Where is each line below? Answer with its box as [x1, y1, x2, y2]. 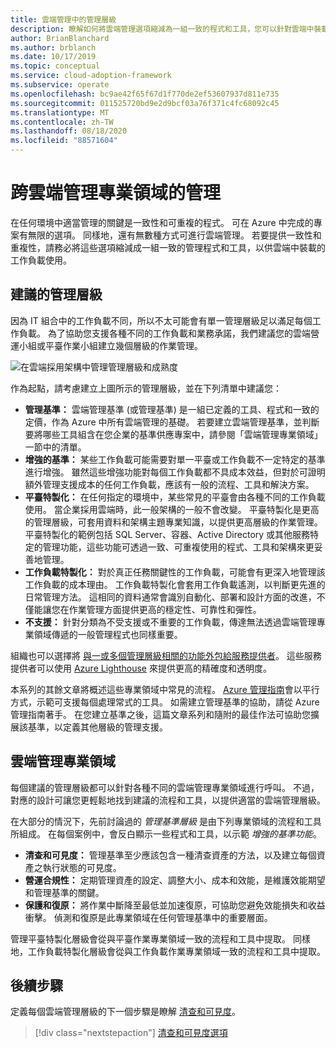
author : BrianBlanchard [10, 33, 110, 43]
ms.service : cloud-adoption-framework [10, 71, 172, 81]
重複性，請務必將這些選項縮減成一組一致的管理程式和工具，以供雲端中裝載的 [10, 241, 326, 253]
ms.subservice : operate [10, 80, 110, 90]
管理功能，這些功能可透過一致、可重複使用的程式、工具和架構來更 [42, 541, 315, 553]
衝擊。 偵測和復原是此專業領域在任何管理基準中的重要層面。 [24, 911, 273, 923]
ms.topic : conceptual [10, 61, 101, 71]
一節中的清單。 [24, 441, 87, 453]
